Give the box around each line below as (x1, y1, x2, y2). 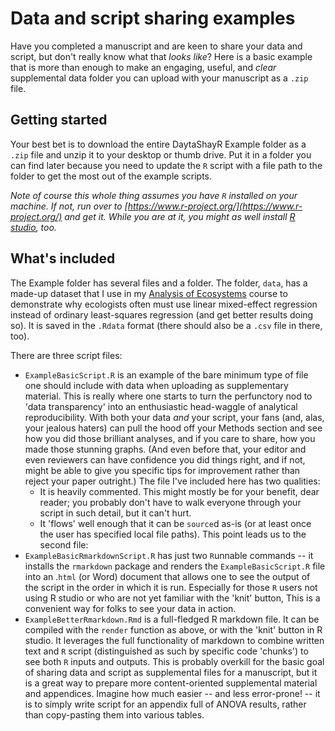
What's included (10, 250, 116, 267)
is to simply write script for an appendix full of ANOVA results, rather (24, 698, 307, 710)
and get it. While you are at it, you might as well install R (64, 210, 296, 222)
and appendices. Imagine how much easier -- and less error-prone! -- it (24, 687, 321, 699)
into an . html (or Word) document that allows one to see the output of (24, 570, 311, 582)
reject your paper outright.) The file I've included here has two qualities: (24, 475, 321, 487)
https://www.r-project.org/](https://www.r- (127, 200, 303, 212)
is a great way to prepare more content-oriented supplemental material (24, 677, 318, 689)
